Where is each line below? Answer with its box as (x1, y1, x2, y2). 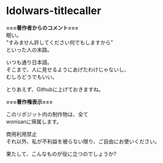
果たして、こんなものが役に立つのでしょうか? (6, 150, 117, 157)
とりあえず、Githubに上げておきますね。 (6, 86, 104, 93)
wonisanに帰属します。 (6, 118, 62, 125)
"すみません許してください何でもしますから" (6, 39, 113, 46)
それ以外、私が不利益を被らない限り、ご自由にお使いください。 (6, 138, 160, 145)
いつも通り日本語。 (6, 59, 53, 66)
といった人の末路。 (6, 46, 53, 53)
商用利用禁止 (6, 130, 37, 137)
